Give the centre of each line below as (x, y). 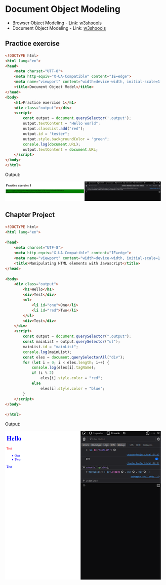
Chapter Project (30, 215)
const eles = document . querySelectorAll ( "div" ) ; (74, 357)
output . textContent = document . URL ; (61, 149)
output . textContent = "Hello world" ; (62, 124)
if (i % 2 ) (43, 373)
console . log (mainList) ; (47, 352)
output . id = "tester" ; (46, 134)
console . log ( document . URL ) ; (52, 144)
